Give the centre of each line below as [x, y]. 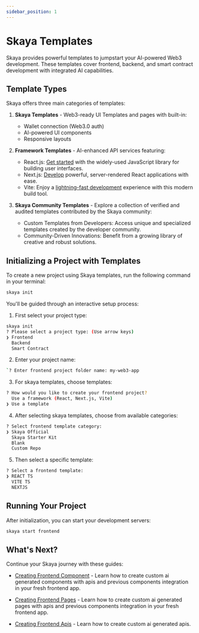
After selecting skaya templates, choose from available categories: [96, 415]
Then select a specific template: [54, 460]
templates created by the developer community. [82, 229]
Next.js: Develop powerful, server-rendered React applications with [106, 175]
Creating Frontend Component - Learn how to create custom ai [92, 576]
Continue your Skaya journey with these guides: [65, 564]
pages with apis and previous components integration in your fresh [97, 606]
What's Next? [32, 549]
